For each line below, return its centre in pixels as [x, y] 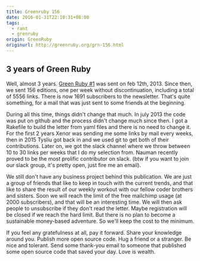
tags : [13, 23]
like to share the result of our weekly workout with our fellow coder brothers [99, 189]
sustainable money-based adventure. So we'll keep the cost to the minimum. [100, 221]
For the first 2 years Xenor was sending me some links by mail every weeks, [100, 133]
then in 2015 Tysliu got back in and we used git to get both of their [87, 139]
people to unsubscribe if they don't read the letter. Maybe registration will [96, 208]
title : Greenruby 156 [33, 12]
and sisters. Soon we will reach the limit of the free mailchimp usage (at [94, 195]
